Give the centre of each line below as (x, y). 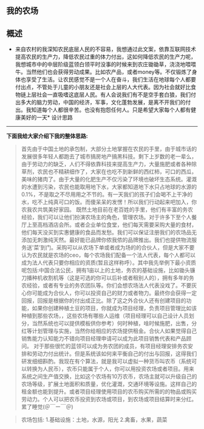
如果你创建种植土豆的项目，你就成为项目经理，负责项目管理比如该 (114, 308)
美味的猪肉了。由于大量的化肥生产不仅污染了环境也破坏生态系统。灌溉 (109, 179)
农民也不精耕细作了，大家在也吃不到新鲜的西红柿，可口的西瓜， (117, 172)
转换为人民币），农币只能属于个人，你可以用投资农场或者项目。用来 (110, 369)
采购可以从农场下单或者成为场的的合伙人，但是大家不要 (125, 248)
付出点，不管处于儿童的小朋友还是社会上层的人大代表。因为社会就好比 (103, 87)
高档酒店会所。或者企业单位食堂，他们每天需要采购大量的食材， (117, 225)
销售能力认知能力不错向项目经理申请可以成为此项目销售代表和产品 (104, 339)
